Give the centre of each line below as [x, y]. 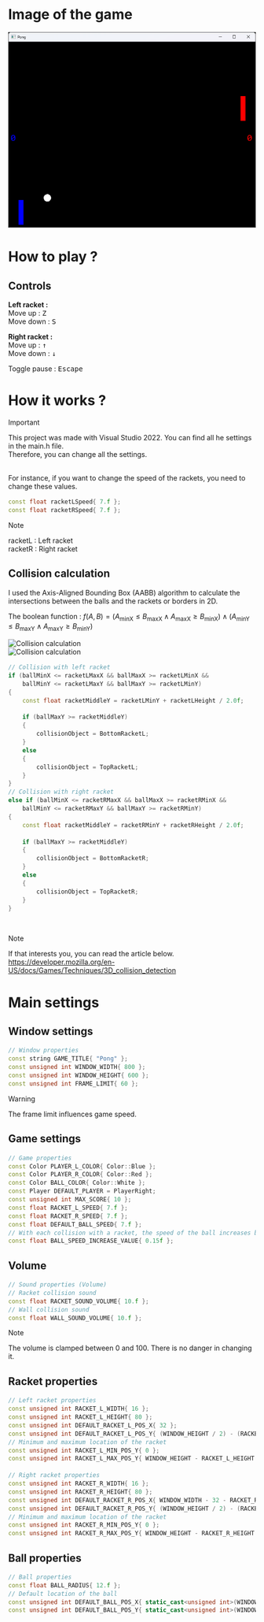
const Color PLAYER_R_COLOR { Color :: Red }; [81, 1175]
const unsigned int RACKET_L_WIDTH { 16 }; [79, 1409]
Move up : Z [27, 314]
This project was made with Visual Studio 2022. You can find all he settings [130, 438]
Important [24, 422]
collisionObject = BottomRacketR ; [93, 859]
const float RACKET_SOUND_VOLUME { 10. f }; [79, 1301]
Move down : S [32, 321]
